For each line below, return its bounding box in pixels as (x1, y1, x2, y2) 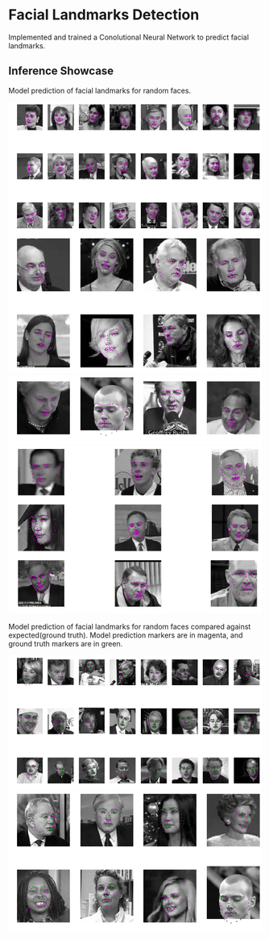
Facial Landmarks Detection (8, 6, 200, 24)
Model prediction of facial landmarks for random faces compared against (8, 621, 251, 631)
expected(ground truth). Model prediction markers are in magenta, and (8, 630, 243, 640)
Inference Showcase (8, 64, 114, 78)
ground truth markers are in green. (8, 638, 123, 648)
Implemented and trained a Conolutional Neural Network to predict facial (8, 32, 250, 42)
